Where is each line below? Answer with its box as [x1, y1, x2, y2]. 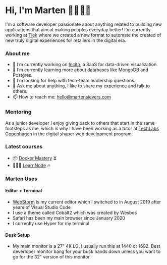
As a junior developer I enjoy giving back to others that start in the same [5, 120, 155, 126]
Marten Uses [5, 175, 38, 182]
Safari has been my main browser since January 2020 [12, 215, 125, 221]
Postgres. [12, 72, 33, 78]
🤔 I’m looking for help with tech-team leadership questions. [12, 78, 136, 84]
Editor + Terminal [5, 188, 42, 194]
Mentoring [5, 109, 32, 116]
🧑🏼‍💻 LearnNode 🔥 [12, 162, 51, 168]
